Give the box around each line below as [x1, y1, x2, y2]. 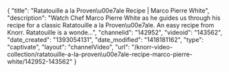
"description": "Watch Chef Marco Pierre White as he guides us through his [7, 14, 221, 22]
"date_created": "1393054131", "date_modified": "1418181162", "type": [7, 36, 204, 44]
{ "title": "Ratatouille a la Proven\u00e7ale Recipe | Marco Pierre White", [7, 7, 210, 14]
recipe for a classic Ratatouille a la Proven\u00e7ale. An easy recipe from [7, 21, 215, 29]
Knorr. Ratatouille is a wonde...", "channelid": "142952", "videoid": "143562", [7, 28, 222, 36]
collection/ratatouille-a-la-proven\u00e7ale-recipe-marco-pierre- [7, 50, 193, 58]
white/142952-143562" [7, 58, 73, 65]
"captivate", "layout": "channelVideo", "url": [7, 43, 131, 51]
